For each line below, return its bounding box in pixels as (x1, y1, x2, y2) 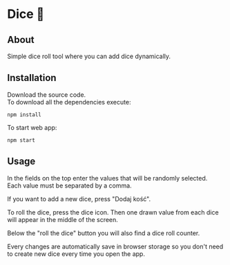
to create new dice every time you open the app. (7, 249, 145, 258)
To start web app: (7, 123, 57, 131)
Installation (7, 72, 57, 84)
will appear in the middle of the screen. (7, 215, 119, 223)
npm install (7, 111, 41, 118)
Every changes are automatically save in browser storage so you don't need (7, 242, 224, 250)
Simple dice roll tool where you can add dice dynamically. (7, 52, 171, 60)
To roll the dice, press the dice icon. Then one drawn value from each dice (7, 208, 219, 217)
